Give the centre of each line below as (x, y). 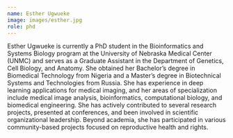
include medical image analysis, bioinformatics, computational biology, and (115, 98)
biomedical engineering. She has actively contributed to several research (112, 105)
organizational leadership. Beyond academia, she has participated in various (116, 120)
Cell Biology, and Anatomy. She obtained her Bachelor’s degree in (101, 68)
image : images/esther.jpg (45, 20)
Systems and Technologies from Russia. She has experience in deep (105, 83)
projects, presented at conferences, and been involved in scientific (103, 112)
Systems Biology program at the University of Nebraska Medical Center (110, 53)
